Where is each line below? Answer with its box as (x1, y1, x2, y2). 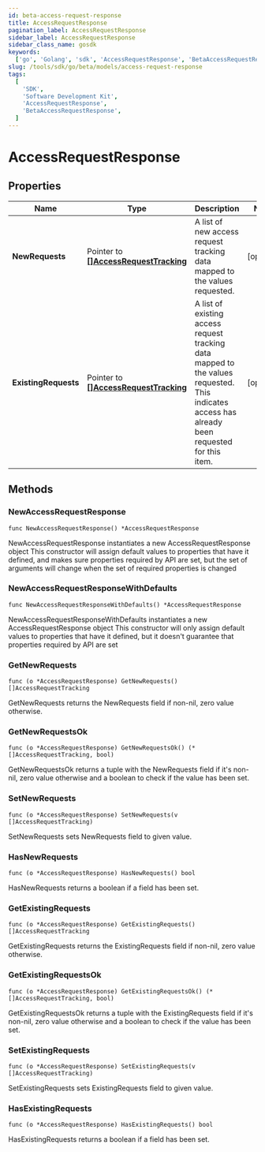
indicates (194, 396, 229, 407)
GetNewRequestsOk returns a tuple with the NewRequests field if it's (8, 765, 232, 774)
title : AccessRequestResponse (8, 19, 108, 27)
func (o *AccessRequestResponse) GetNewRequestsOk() (8, 744, 185, 752)
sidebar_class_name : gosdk (8, 41, 97, 49)
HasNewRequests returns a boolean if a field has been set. (8, 883, 200, 892)
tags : (8, 70, 26, 78)
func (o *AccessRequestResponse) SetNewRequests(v (8, 810, 178, 819)
